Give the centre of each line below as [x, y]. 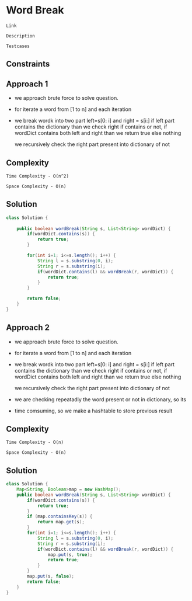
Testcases [18, 46]
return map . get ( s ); [61, 522]
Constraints [28, 64]
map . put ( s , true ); [70, 555]
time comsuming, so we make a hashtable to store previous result [93, 411]
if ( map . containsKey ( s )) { [60, 517]
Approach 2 [28, 328]
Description [20, 36]
